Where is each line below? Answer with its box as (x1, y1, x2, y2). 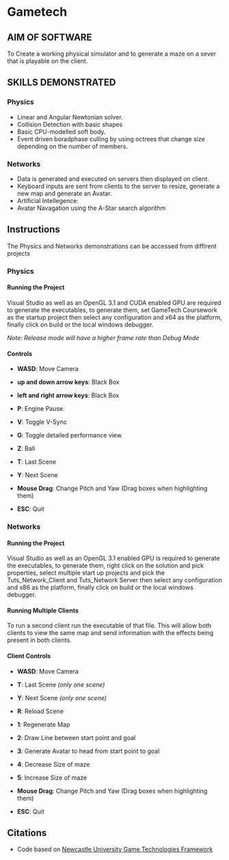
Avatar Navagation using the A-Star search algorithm (16, 204, 166, 212)
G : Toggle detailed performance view (16, 431, 122, 440)
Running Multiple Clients (7, 606, 79, 614)
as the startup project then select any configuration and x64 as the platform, (7, 313, 222, 321)
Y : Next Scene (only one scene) (16, 693, 107, 702)
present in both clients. (7, 636, 72, 645)
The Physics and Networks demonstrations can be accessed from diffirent (7, 241, 217, 250)
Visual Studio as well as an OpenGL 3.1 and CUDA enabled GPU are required (7, 298, 221, 307)
